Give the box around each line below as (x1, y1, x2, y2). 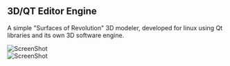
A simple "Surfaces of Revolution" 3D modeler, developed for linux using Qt (7, 23, 223, 32)
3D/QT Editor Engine (7, 5, 97, 17)
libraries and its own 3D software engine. (7, 31, 125, 39)
